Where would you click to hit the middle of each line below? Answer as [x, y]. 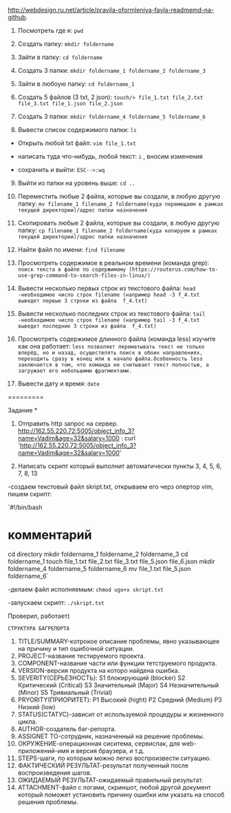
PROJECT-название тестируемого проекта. [81, 656]
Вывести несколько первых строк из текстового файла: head [107, 288]
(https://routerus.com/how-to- [174, 269]
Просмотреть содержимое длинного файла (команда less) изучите [117, 339]
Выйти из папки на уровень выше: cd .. [77, 183]
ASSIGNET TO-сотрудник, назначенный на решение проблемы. [111, 736]
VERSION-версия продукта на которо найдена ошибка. [99, 670]
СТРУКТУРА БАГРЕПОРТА [39, 628]
